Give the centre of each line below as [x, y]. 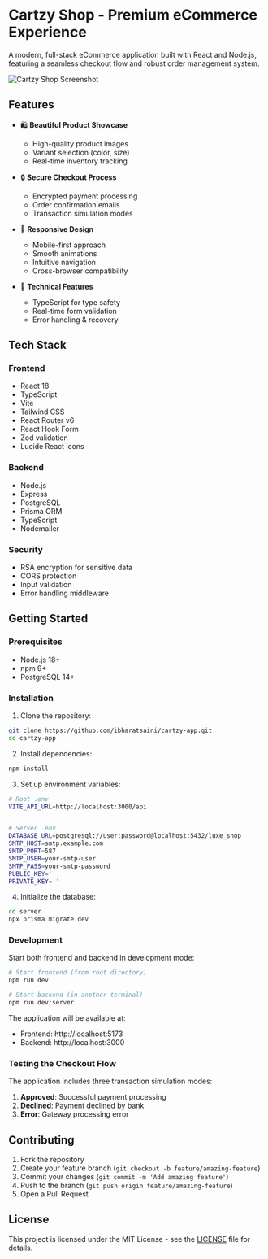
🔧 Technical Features [56, 286]
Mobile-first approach [69, 245]
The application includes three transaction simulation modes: [110, 1081]
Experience [48, 32]
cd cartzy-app [32, 738]
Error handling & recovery [76, 320]
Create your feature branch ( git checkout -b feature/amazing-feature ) [140, 1168]
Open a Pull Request [54, 1194]
